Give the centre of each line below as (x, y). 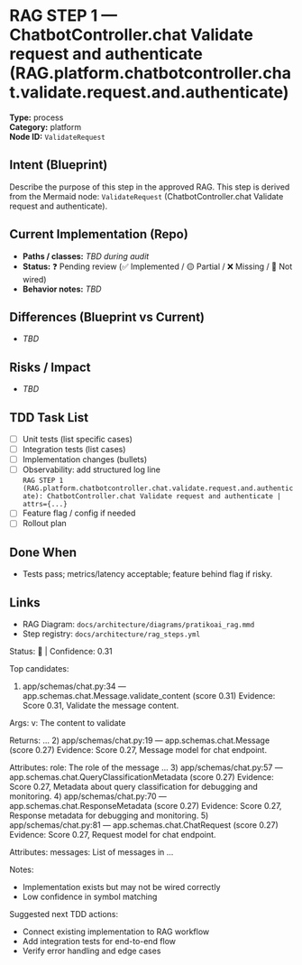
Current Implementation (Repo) (99, 234)
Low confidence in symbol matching (90, 896)
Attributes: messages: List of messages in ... (92, 852)
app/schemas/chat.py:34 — (74, 686)
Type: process (37, 117)
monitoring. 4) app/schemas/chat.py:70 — (88, 796)
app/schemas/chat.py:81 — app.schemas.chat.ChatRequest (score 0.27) (144, 825)
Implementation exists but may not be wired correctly (121, 887)
